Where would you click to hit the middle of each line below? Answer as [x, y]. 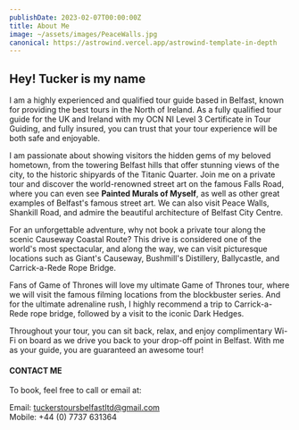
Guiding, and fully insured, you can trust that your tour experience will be [144, 129]
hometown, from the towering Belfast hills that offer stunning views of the [144, 165]
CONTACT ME [36, 370]
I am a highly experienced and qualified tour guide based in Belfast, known [146, 100]
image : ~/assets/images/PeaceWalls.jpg [83, 34]
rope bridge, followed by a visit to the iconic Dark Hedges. [137, 314]
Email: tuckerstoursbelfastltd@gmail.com [85, 408]
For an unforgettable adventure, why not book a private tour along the [137, 230]
